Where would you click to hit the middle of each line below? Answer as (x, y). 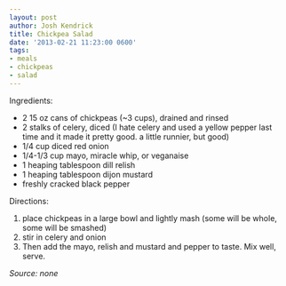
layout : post (33, 17)
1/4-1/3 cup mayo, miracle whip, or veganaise (105, 155)
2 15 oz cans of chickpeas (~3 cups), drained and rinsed (125, 117)
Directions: (29, 201)
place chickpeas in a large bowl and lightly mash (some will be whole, (150, 218)
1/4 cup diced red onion (65, 146)
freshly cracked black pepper (76, 184)
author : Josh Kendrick (51, 26)
